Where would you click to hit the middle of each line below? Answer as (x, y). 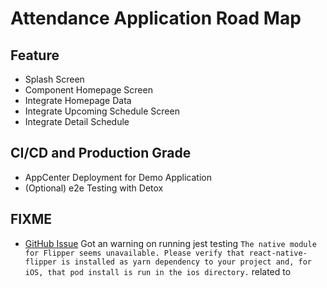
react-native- (278, 253)
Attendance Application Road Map (156, 18)
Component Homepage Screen (88, 90)
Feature (35, 55)
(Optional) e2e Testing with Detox (94, 188)
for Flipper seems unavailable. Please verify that (134, 253)
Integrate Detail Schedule (77, 121)
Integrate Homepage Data (78, 100)
